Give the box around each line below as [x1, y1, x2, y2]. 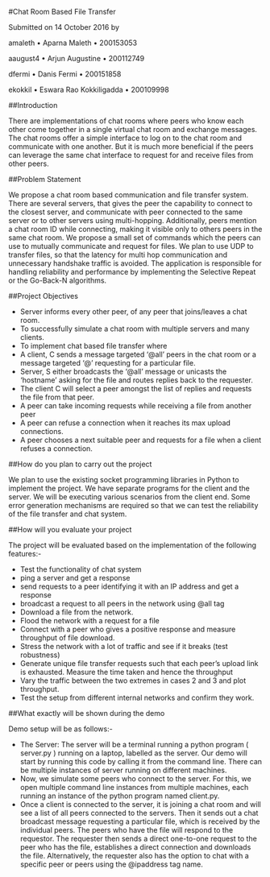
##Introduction [8, 101, 58, 110]
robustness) [19, 650, 60, 660]
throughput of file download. [19, 633, 115, 643]
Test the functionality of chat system [19, 565, 143, 574]
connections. [19, 427, 64, 436]
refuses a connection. [19, 444, 93, 453]
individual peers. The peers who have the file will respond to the [19, 825, 234, 834]
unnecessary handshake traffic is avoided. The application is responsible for [8, 259, 262, 268]
